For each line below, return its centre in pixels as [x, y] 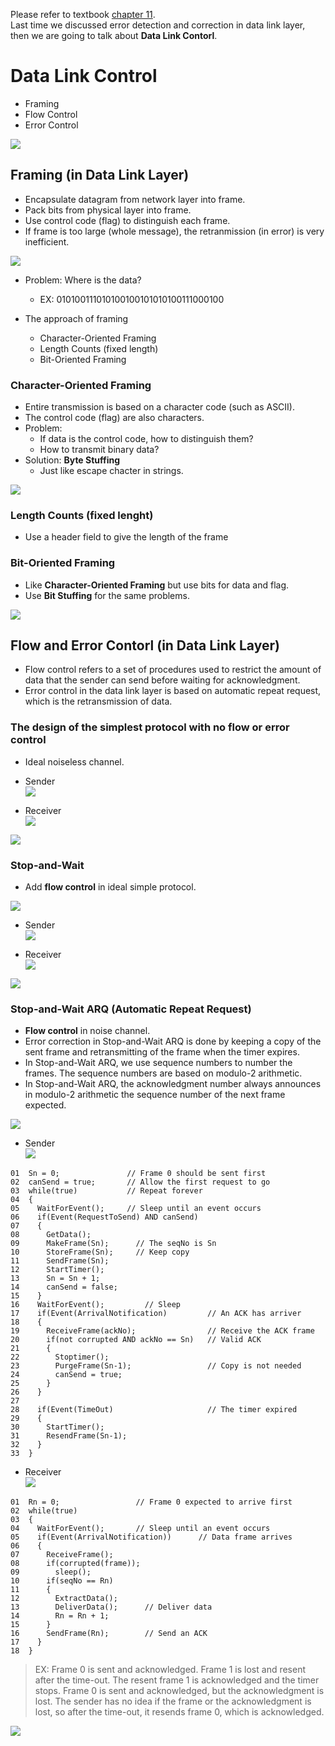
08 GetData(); [51, 1235]
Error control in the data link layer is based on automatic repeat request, [173, 691]
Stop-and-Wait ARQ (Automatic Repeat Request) [131, 1009]
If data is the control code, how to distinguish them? [146, 439]
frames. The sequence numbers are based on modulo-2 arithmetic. [163, 1073]
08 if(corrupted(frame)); [75, 1564]
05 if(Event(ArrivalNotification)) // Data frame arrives [151, 1537]
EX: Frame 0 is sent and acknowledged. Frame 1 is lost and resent [170, 1670]
